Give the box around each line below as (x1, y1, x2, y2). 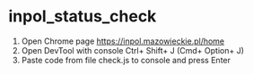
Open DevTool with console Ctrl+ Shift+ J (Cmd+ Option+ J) (21, 45, 244, 55)
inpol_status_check (8, 6, 157, 27)
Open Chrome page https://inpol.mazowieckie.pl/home (21, 36, 225, 46)
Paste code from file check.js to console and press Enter (21, 54, 231, 65)
